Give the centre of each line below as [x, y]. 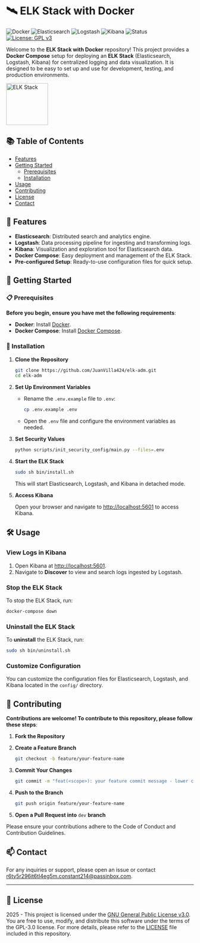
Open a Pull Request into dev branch [60, 815]
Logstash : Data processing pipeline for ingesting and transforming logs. [103, 242]
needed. [34, 427]
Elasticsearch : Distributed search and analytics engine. [83, 236]
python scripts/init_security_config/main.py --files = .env [90, 450]
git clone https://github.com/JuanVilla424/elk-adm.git [85, 370]
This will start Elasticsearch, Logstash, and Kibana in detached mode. [100, 483]
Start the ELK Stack [39, 461]
